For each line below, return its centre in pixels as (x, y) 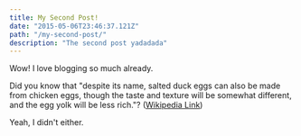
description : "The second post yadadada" (89, 43)
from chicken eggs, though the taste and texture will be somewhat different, (150, 95)
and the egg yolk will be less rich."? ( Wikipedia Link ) (106, 105)
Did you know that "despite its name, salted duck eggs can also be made (145, 86)
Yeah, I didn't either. (47, 122)
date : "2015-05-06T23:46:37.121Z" (75, 26)
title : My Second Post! (54, 18)
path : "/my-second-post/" (58, 34)
